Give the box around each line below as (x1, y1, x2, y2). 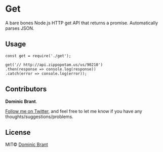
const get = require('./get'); (5, 53, 71, 58)
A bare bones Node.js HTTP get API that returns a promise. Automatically (5, 20, 158, 26)
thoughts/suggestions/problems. (5, 113, 73, 120)
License (5, 128, 31, 137)
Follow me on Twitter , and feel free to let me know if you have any (5, 108, 143, 114)
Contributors (5, 85, 47, 94)
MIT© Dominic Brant (5, 141, 48, 147)
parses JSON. (5, 25, 34, 31)
